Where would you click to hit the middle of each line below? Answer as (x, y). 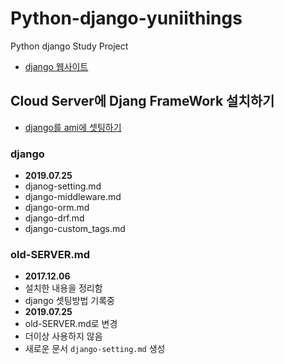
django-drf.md (54, 218)
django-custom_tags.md (75, 229)
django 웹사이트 (56, 66)
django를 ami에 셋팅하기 (73, 127)
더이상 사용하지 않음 (63, 336)
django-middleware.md (73, 197)
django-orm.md (57, 208)
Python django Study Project (69, 46)
